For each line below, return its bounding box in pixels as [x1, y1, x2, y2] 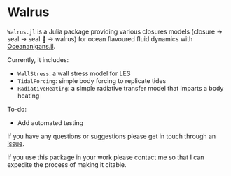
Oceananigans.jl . [7, 42, 56, 50]
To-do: [7, 105, 27, 113]
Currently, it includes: [7, 55, 69, 64]
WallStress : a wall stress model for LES [17, 69, 131, 78]
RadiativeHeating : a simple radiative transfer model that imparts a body [17, 84, 224, 92]
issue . [7, 139, 24, 147]
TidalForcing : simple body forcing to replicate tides [17, 76, 167, 85]
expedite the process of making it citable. [7, 160, 127, 168]
